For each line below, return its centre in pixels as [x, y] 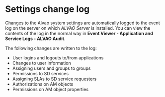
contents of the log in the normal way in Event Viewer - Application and [79, 33]
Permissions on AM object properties [50, 89]
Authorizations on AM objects [43, 84]
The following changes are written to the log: [51, 48]
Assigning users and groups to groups [51, 68]
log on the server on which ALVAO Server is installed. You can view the [78, 28]
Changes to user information [41, 63]
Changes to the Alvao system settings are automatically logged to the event [82, 23]
